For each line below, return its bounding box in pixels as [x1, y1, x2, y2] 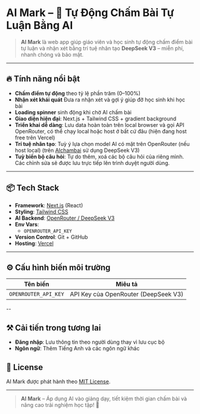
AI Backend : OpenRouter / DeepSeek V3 [14, 214, 115, 222]
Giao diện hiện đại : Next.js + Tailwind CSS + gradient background [14, 115, 177, 122]
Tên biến [24, 280, 49, 288]
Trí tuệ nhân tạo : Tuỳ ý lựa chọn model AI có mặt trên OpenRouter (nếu [14, 140, 190, 147]
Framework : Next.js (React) [14, 201, 83, 208]
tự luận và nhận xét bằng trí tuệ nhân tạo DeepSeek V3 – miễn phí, [20, 45, 185, 52]
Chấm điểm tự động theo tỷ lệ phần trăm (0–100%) [14, 89, 141, 97]
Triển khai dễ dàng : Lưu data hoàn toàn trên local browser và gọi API [14, 121, 185, 128]
